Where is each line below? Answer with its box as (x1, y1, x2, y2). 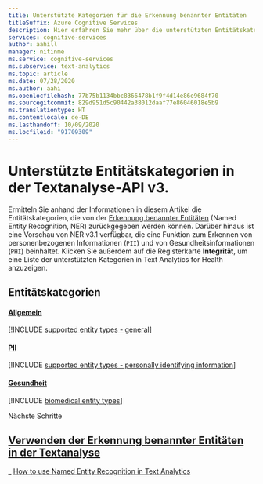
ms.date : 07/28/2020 (8, 77, 76, 85)
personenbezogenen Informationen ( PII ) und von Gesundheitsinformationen (8, 238, 255, 247)
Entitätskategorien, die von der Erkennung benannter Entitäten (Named (8, 213, 237, 222)
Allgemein (8, 308, 42, 317)
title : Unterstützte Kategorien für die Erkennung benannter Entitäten (8, 11, 247, 20)
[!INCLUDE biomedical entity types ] (8, 395, 123, 405)
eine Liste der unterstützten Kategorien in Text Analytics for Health (8, 254, 223, 264)
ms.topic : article (8, 70, 68, 78)
